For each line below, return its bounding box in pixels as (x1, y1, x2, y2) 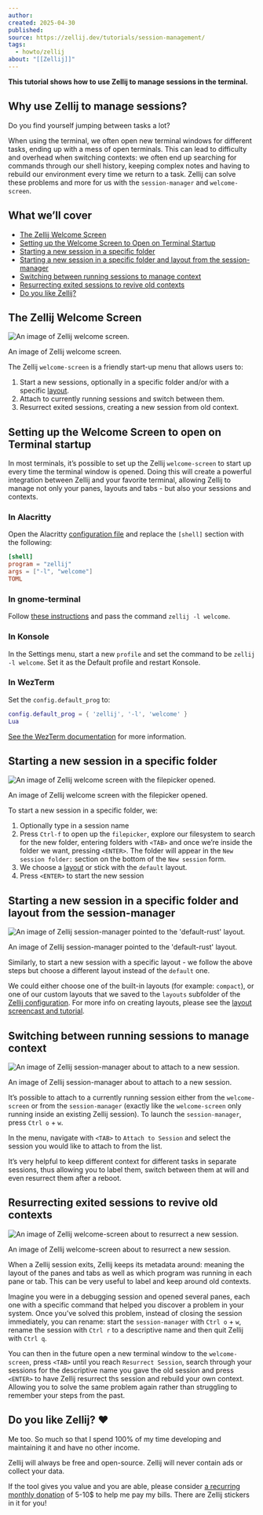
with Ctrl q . (8, 1333, 47, 1343)
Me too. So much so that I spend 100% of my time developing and (8, 1434, 221, 1443)
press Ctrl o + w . (8, 1118, 64, 1127)
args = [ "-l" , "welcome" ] (8, 568, 93, 576)
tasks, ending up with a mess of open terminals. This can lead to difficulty (8, 144, 247, 153)
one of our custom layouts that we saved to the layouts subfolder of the (8, 990, 241, 999)
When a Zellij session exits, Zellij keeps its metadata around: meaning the (8, 1259, 245, 1269)
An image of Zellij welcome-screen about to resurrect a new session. (8, 1244, 232, 1254)
